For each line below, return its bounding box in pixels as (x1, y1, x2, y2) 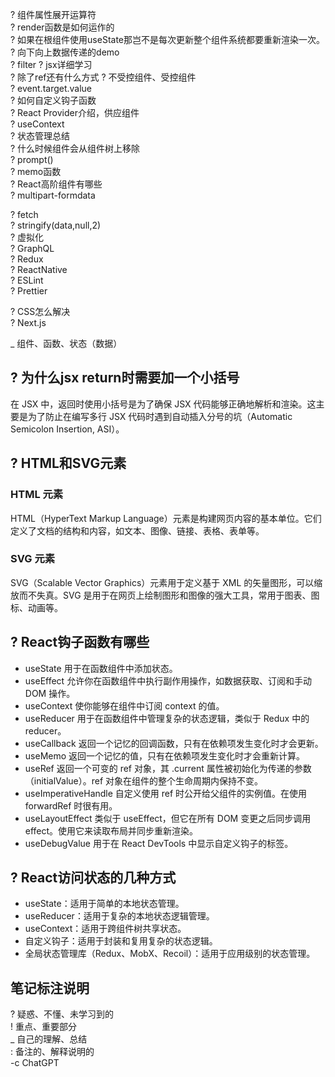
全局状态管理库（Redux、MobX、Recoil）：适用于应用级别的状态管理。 (24, 948, 316, 960)
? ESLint (10, 274, 44, 286)
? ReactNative (10, 264, 68, 275)
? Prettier (10, 285, 48, 297)
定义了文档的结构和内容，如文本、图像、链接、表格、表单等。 (10, 524, 265, 537)
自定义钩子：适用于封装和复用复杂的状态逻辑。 (24, 935, 218, 947)
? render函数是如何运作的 (10, 21, 115, 33)
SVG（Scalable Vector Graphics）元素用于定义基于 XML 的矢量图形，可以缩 (10, 576, 323, 588)
